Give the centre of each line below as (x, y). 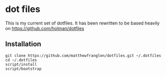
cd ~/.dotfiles (21, 60)
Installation (23, 44)
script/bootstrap (23, 68)
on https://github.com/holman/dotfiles (45, 28)
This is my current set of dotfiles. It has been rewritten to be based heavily (82, 23)
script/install (21, 64)
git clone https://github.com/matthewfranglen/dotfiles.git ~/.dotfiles (83, 55)
